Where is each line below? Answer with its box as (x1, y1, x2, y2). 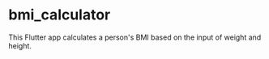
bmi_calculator (8, 6, 111, 24)
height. (8, 40, 32, 50)
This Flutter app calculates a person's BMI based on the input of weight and (8, 32, 262, 42)
